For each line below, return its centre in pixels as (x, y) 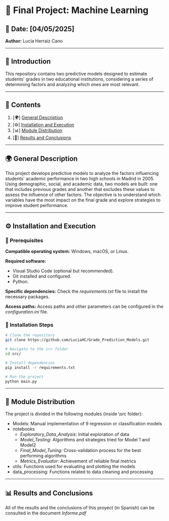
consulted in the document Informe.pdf (46, 513)
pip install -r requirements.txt (40, 367)
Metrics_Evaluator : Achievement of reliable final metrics (78, 461)
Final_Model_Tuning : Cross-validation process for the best (80, 450)
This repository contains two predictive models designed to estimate (76, 74)
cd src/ (13, 354)
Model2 (28, 445)
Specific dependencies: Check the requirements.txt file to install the (76, 291)
